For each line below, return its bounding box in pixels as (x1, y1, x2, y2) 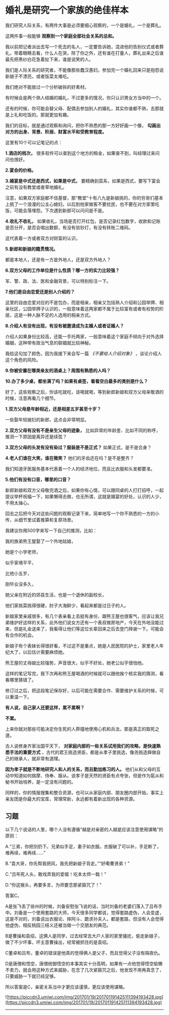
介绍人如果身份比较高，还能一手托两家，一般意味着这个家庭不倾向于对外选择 (5, 333, 164, 339)
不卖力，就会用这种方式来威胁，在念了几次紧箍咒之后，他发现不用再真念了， (5, 967, 164, 973)
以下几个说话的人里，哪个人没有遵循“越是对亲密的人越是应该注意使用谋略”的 (5, 826, 163, 832)
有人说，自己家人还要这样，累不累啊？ (5, 704, 84, 711)
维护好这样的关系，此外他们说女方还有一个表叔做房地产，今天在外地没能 (9, 619, 159, 625)
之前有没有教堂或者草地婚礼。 (5, 184, 67, 190)
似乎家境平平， (5, 559, 36, 565)
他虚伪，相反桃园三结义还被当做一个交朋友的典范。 (5, 922, 111, 928)
